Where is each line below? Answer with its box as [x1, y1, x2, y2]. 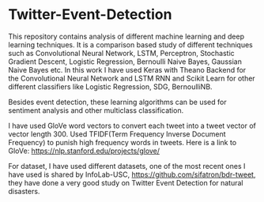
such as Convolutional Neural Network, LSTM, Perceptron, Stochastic [8, 48, 235, 58]
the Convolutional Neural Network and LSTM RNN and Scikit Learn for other [8, 73, 255, 83]
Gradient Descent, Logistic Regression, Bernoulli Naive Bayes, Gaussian [8, 57, 243, 66]
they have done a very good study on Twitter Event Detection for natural [8, 178, 243, 187]
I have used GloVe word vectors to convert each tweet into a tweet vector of [8, 121, 257, 130]
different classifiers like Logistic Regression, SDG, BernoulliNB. [8, 81, 213, 92]
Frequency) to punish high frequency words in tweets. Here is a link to [8, 137, 237, 147]
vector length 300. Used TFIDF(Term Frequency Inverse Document [8, 129, 227, 139]
